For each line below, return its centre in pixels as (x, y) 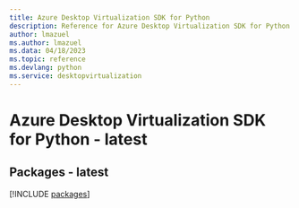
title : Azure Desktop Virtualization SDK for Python (110, 17)
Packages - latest (59, 173)
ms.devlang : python (46, 68)
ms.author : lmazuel (46, 43)
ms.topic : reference (48, 59)
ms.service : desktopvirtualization (76, 76)
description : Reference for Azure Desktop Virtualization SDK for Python (150, 26)
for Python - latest (78, 139)
